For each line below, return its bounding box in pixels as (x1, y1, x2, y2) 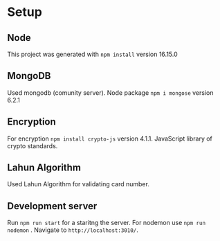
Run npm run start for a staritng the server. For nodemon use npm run (7, 219, 206, 227)
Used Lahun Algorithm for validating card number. (7, 180, 150, 188)
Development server (7, 200, 98, 212)
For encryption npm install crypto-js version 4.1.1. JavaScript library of (7, 134, 213, 143)
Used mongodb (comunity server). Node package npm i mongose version (7, 88, 214, 97)
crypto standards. (7, 141, 58, 150)
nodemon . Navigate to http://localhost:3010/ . (7, 226, 138, 234)
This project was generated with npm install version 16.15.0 (7, 50, 178, 58)
